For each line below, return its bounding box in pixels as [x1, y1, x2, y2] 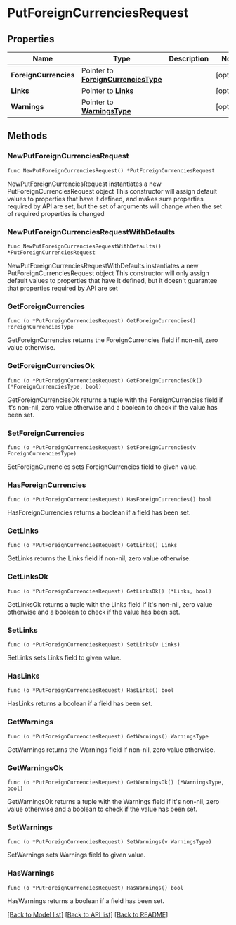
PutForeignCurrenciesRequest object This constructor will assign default [7, 187, 218, 195]
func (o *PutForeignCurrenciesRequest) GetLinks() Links [7, 542, 178, 549]
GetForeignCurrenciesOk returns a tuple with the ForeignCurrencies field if [7, 396, 223, 404]
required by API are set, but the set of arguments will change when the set [7, 202, 223, 210]
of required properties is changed [7, 209, 105, 218]
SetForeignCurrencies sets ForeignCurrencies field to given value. [7, 462, 198, 471]
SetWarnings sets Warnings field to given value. [7, 850, 146, 860]
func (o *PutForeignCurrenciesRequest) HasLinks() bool [7, 687, 174, 694]
